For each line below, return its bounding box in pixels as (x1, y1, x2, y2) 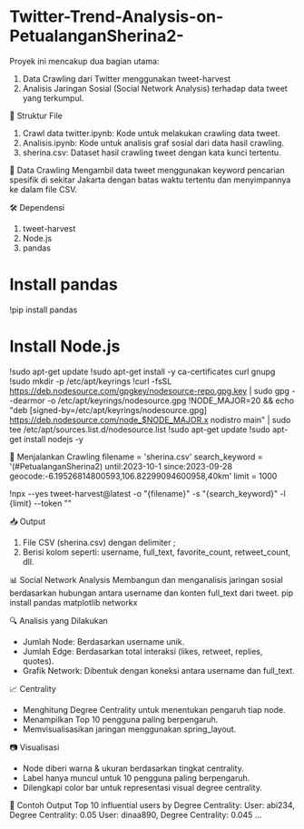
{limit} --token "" (9, 498, 73, 508)
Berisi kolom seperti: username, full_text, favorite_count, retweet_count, (22, 547, 291, 558)
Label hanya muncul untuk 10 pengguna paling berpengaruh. (22, 772, 250, 783)
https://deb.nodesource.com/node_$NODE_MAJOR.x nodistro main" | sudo (9, 414, 291, 425)
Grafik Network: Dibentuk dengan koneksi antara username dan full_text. (22, 665, 295, 676)
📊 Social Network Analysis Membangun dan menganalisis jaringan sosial (9, 574, 283, 585)
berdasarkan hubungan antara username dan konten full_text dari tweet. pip (9, 587, 293, 598)
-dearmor (9, 395, 45, 406)
